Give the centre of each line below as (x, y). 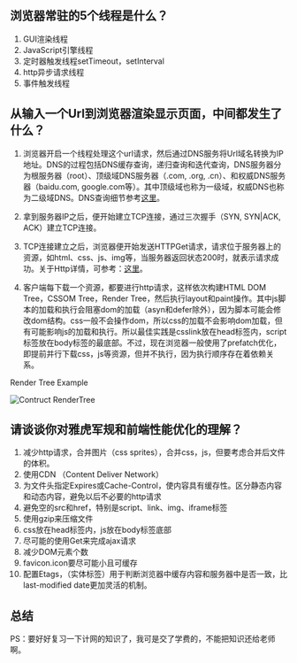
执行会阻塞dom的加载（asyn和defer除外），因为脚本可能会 (168, 309)
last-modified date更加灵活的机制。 (88, 585)
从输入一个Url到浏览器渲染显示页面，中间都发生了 (146, 114)
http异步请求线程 (53, 72)
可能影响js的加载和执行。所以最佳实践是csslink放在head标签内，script (159, 331)
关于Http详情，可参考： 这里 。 (93, 268)
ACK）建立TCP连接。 (62, 227)
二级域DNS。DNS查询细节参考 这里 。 (98, 197)
